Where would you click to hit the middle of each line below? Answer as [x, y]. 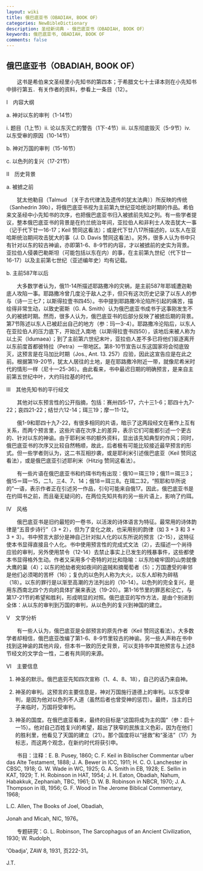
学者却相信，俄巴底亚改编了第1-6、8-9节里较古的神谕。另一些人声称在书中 [99, 638]
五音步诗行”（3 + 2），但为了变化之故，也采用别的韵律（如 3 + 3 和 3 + [107, 529]
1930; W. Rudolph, [29, 838]
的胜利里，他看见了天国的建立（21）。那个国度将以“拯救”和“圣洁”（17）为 [106, 735]
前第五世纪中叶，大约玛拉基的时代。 [51, 376]
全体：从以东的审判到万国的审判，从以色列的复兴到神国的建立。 [85, 605]
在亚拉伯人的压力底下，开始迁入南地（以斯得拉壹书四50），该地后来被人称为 [101, 331]
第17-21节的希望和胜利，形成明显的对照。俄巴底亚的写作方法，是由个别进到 [100, 597]
